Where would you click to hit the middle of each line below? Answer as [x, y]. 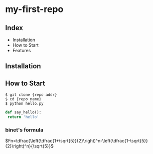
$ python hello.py [24, 104]
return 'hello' [23, 117]
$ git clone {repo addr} [31, 95]
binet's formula [24, 130]
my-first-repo [34, 9]
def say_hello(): [23, 112]
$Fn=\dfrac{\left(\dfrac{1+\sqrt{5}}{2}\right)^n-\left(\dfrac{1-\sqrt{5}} [76, 141]
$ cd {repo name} [23, 99]
